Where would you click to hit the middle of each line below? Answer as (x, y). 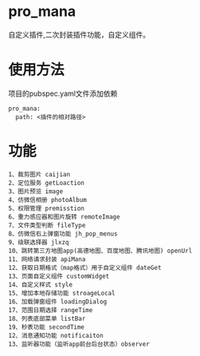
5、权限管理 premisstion (47, 208)
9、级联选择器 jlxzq (39, 242)
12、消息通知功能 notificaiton (56, 335)
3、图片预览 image (36, 191)
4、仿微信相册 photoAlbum (48, 200)
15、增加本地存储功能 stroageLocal (62, 293)
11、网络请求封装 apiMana (47, 259)
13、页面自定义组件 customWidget (59, 276)
